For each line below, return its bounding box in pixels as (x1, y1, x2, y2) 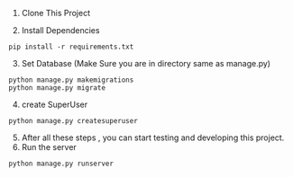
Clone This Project (21, 8, 91, 18)
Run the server (21, 142, 78, 152)
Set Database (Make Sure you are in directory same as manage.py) (21, 58, 271, 68)
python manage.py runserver (8, 159, 114, 168)
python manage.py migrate (8, 84, 105, 93)
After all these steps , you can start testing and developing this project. (21, 132, 285, 143)
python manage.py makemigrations (8, 75, 134, 84)
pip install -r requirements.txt (8, 42, 134, 51)
